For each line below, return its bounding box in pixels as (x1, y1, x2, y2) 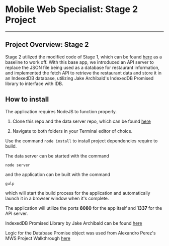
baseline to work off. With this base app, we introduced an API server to (5, 59, 154, 65)
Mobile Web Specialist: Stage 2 (5, 4, 138, 15)
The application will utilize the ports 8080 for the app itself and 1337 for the (5, 205, 162, 211)
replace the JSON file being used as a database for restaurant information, (5, 64, 160, 70)
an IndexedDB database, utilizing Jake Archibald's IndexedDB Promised (5, 75, 154, 81)
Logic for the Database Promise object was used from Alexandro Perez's (5, 230, 156, 236)
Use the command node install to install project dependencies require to (5, 137, 158, 144)
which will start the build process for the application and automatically (5, 190, 150, 196)
